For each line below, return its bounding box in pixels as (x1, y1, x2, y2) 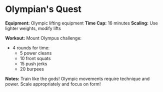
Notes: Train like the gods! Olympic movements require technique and (5, 75, 150, 81)
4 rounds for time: (12, 44, 50, 50)
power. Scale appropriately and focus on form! (5, 81, 101, 87)
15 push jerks (19, 60, 47, 66)
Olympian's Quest (5, 3, 81, 15)
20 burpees (19, 66, 44, 72)
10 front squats (19, 55, 51, 61)
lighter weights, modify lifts (5, 25, 61, 31)
